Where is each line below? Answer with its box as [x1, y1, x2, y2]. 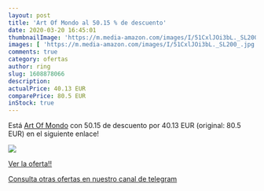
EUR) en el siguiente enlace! [8, 129, 100, 138]
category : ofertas [8, 56, 68, 64]
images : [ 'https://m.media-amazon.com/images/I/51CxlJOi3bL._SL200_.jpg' [8, 41, 258, 49]
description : [8, 77, 51, 85]
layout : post [8, 11, 51, 20]
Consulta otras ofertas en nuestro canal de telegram [8, 174, 178, 184]
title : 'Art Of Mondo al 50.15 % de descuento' [8, 19, 167, 27]
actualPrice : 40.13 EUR [8, 84, 86, 93]
